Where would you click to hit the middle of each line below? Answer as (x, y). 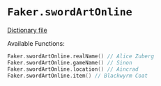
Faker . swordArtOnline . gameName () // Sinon (70, 62)
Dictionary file (27, 30)
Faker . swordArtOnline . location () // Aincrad (73, 69)
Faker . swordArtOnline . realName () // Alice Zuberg (81, 56)
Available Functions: (36, 43)
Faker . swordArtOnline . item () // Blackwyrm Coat (78, 76)
